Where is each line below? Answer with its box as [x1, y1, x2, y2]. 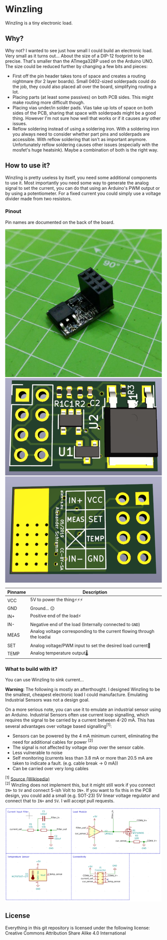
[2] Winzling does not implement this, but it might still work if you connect [5, 781, 156, 788]
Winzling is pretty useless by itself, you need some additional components [5, 174, 157, 180]
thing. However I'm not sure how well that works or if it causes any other [12, 115, 161, 121]
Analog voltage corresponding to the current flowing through [30, 628, 155, 634]
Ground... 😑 [30, 605, 55, 612]
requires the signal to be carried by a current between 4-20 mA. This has [5, 717, 155, 723]
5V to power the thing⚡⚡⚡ [30, 597, 83, 603]
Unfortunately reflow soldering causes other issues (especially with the [12, 142, 159, 148]
